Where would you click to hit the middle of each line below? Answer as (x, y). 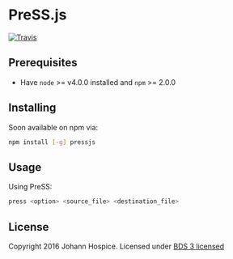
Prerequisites (43, 63)
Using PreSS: (30, 187)
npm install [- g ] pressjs (52, 142)
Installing (32, 108)
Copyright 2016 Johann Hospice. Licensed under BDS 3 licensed (116, 246)
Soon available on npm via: (53, 127)
